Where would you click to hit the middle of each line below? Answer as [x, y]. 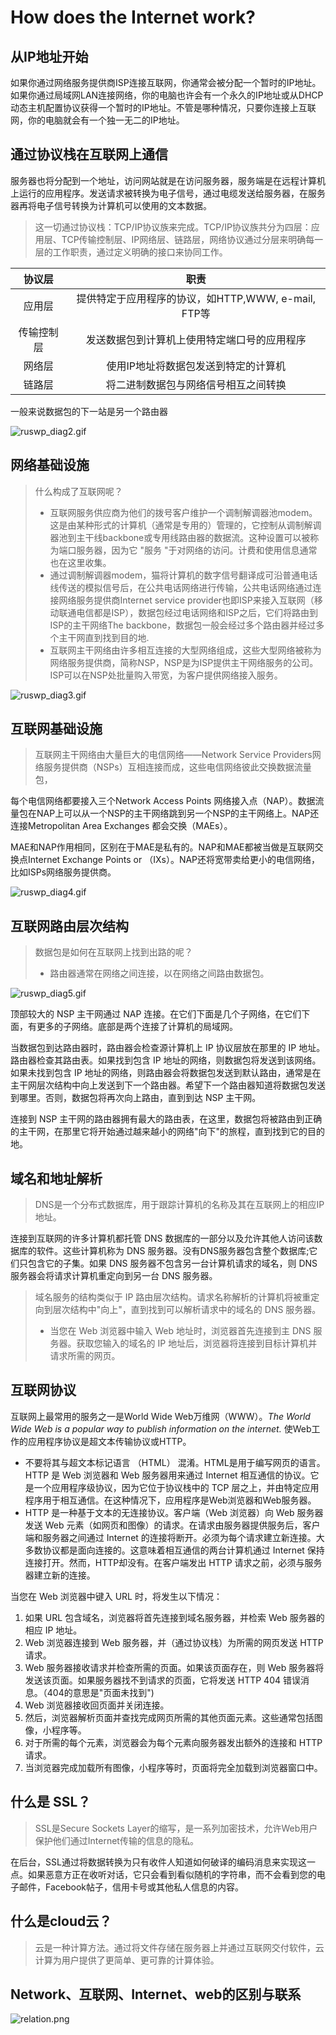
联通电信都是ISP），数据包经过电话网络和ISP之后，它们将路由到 [188, 612]
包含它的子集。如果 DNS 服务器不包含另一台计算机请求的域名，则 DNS [172, 1263]
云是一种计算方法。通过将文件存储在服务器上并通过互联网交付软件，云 [179, 1947]
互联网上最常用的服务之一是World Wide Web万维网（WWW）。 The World [160, 1416]
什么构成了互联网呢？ [78, 491]
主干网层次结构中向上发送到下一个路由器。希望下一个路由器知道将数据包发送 [168, 1085]
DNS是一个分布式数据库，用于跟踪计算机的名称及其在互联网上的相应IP [179, 1205]
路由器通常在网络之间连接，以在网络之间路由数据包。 [159, 973]
